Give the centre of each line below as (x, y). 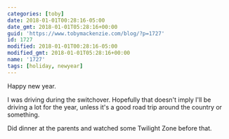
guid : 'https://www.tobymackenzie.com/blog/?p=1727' (86, 33)
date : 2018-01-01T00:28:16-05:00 (56, 20)
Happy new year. (32, 86)
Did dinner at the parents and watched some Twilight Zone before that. (110, 128)
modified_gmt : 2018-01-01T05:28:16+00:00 (69, 53)
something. (24, 114)
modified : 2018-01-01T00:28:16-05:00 (63, 46)
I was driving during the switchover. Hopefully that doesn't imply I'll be (109, 100)
